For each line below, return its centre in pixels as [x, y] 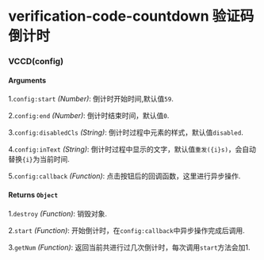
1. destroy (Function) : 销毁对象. [58, 213]
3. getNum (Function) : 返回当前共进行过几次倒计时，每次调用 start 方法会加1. [130, 247]
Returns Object [33, 194]
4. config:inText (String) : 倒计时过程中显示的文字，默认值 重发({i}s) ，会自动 [132, 149]
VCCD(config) [36, 62]
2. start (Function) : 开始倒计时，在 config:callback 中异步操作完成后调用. [126, 230]
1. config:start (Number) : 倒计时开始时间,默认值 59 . [91, 99]
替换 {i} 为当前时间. [39, 159]
